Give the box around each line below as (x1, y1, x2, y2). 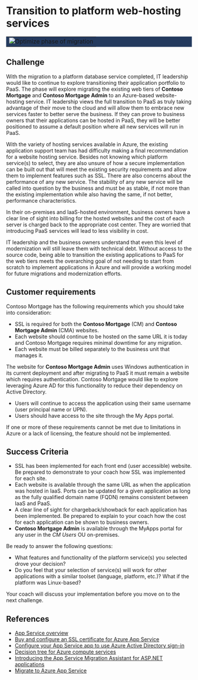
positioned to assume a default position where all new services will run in (6, 123, 184, 130)
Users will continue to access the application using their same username (14, 400, 192, 407)
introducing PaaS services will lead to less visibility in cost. (6, 227, 149, 234)
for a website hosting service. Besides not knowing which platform (6, 153, 168, 160)
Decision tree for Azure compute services (14, 648, 116, 655)
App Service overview (14, 629, 69, 637)
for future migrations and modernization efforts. (6, 270, 122, 277)
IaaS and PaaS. (14, 500, 52, 507)
